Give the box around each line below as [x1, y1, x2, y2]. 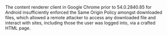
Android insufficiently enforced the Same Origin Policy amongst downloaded [5, 9, 163, 15]
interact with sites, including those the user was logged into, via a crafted [5, 20, 156, 26]
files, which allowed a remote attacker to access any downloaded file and [5, 15, 156, 20]
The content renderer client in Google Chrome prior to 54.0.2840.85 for [5, 4, 152, 10]
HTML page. [5, 25, 31, 31]
